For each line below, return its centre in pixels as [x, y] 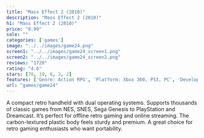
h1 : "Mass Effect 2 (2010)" [42, 23]
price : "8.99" [24, 29]
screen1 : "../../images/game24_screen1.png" [63, 52]
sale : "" [17, 35]
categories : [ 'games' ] [35, 40]
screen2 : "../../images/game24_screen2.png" [63, 57]
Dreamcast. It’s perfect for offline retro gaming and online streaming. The [98, 116]
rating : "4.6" [24, 68]
